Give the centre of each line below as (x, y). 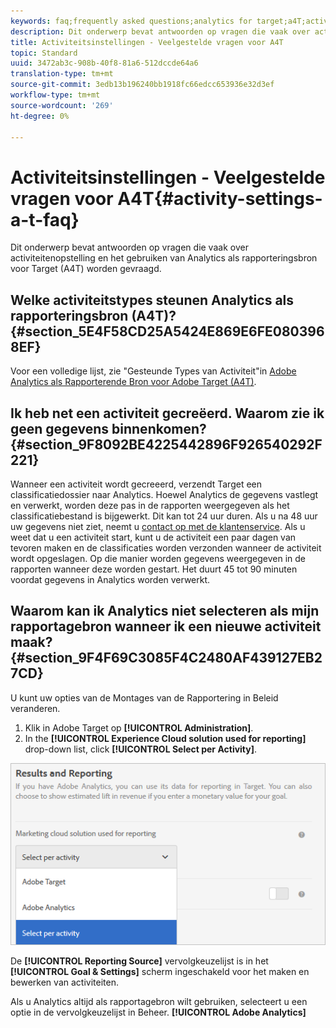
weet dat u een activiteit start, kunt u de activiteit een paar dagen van (153, 537)
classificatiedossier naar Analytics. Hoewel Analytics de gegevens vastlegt (164, 494)
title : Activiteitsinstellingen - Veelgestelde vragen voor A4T (147, 42)
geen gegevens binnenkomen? (108, 428)
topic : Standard (44, 53)
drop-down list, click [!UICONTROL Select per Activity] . (141, 749)
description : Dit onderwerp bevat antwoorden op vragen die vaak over (160, 31)
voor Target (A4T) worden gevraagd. (86, 269)
